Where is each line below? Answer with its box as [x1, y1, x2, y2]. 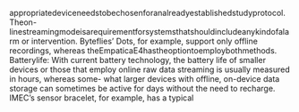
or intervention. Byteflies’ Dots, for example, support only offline [21, 36, 258, 46]
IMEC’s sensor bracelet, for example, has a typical [9, 92, 194, 103]
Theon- [9, 17, 38, 28]
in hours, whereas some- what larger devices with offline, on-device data [9, 74, 280, 84]
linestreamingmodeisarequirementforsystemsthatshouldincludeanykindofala [9, 27, 289, 36]
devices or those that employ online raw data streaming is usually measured [9, 64, 290, 75]
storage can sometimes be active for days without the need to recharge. [9, 84, 276, 93]
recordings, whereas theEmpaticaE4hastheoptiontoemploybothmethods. [9, 45, 278, 56]
